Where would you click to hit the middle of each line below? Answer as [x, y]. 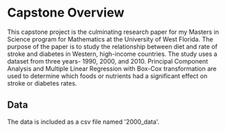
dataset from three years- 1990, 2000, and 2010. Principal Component [108, 61]
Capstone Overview [66, 13]
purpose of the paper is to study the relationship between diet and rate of [112, 46]
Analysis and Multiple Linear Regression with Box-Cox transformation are [112, 68]
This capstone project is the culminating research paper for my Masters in [113, 32]
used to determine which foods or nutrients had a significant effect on [107, 76]
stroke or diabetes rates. [42, 83]
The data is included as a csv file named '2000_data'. [83, 122]
